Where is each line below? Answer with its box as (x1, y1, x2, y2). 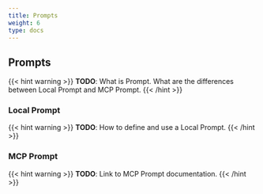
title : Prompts (8, 11, 58, 20)
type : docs (8, 26, 44, 34)
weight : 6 (8, 19, 41, 27)
